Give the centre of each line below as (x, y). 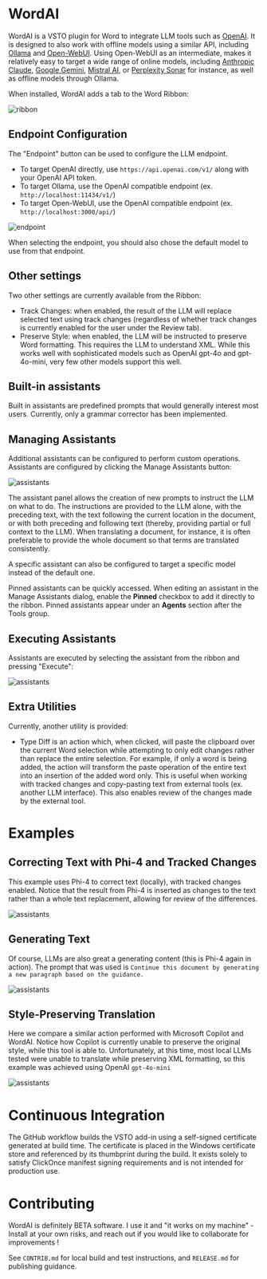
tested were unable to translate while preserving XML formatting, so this (127, 1059)
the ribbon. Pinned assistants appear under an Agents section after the (125, 605)
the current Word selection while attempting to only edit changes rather (137, 750)
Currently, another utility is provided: (69, 726)
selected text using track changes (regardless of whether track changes (138, 319)
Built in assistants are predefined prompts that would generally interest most (133, 406)
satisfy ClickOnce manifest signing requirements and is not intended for (126, 1163)
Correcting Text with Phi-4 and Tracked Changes (132, 863)
